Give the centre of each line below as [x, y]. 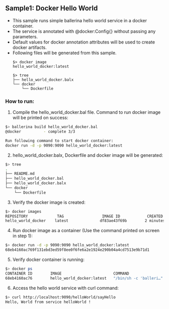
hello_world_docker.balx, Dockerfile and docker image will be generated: [88, 155]
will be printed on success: [40, 118]
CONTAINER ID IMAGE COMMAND [67, 273]
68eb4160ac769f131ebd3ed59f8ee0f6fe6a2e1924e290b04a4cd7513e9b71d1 [77, 250]
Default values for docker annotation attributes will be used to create [83, 42]
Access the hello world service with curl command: [66, 288]
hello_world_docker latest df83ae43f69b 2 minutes [85, 221]
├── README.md [20, 174]
